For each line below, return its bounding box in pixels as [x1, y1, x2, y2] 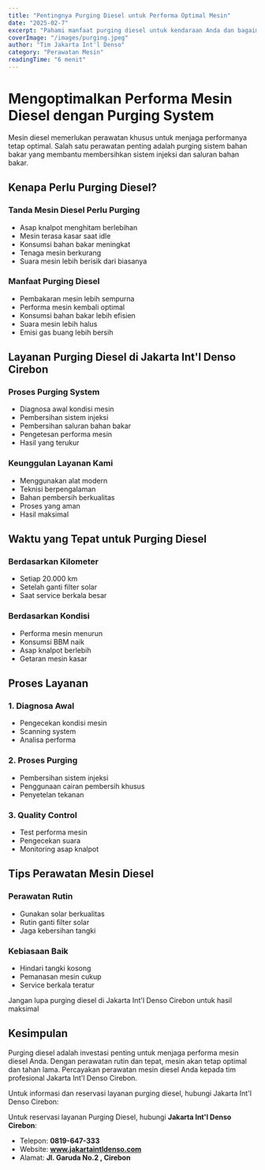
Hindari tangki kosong [19, 964, 91, 973]
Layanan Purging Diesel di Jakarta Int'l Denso [8, 350, 237, 364]
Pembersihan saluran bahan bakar [19, 421, 132, 431]
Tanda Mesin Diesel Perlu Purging [8, 205, 140, 216]
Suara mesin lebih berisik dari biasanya [19, 256, 147, 266]
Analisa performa [19, 735, 77, 744]
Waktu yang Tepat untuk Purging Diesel [8, 532, 207, 546]
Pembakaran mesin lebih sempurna [19, 293, 135, 303]
